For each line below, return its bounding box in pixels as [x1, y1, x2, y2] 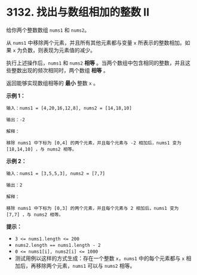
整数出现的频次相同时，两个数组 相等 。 [11, 66, 109, 74]
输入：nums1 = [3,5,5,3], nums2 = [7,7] [6, 170, 106, 176]
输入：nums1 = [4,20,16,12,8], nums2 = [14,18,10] [6, 105, 133, 111]
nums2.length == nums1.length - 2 [14, 242, 101, 248]
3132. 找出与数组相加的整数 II [6, 5, 150, 19]
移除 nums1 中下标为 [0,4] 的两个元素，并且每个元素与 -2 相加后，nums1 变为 [6, 140, 182, 146]
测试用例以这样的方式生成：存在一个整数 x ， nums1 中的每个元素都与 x [14, 255, 185, 262]
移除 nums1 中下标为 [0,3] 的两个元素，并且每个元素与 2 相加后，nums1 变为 [6, 205, 179, 211]
